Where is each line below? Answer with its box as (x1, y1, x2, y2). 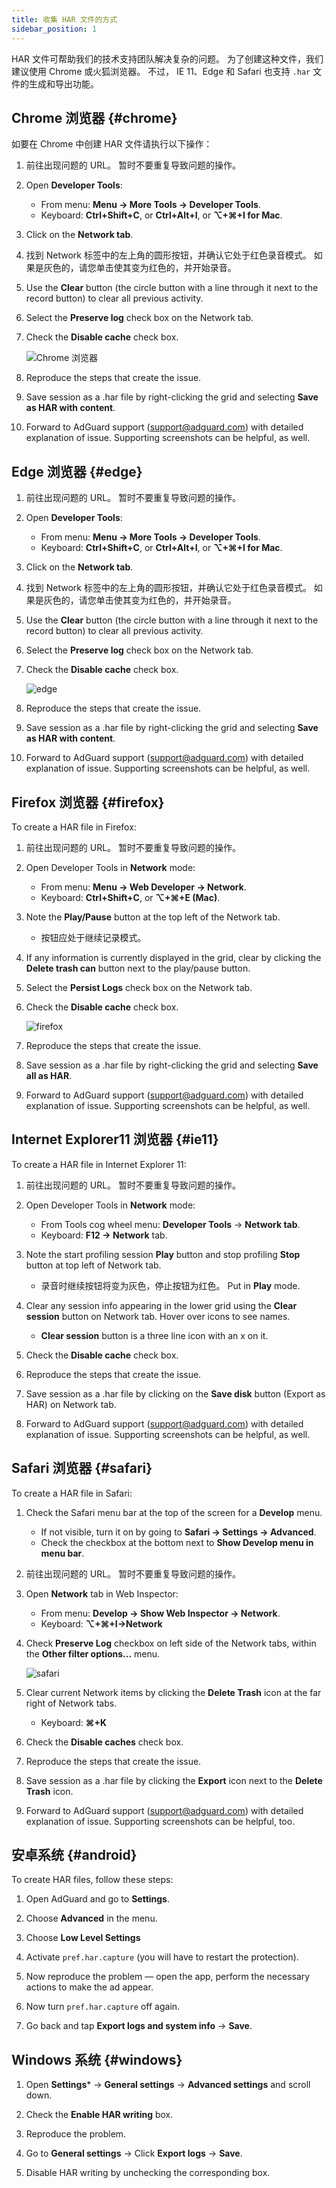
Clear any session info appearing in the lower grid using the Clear (25, 1299, 298, 1311)
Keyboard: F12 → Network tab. (40, 1229, 168, 1241)
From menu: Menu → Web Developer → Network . (40, 881, 247, 893)
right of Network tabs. (25, 1697, 118, 1709)
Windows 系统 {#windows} (11, 2051, 183, 2068)
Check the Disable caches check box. (25, 1736, 184, 1748)
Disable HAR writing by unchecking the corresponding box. (25, 2167, 271, 2179)
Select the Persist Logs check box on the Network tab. (25, 981, 253, 993)
